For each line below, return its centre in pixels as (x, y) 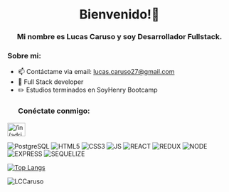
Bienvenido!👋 (119, 15)
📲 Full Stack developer (50, 82)
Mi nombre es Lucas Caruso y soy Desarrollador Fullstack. (119, 37)
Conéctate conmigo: (54, 111)
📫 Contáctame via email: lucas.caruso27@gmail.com (96, 72)
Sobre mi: (24, 56)
